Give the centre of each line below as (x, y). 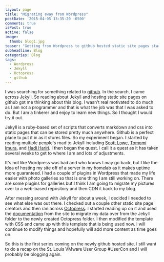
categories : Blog (23, 55)
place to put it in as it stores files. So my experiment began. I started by (77, 137)
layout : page (18, 10)
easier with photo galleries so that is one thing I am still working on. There (79, 178)
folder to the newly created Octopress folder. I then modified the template (79, 218)
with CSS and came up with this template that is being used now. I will (75, 224)
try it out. (14, 117)
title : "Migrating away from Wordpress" (47, 14)
